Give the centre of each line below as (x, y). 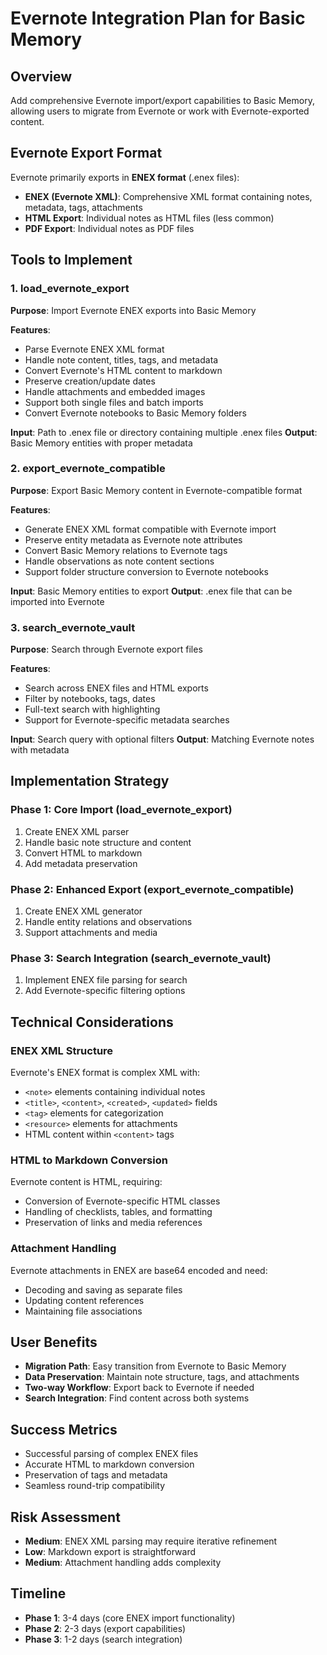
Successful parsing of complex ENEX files (111, 1454)
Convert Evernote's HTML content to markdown (123, 370)
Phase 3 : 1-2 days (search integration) (103, 1639)
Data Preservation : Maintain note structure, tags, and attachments (162, 1377)
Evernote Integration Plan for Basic (158, 18)
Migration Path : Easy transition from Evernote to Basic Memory (155, 1366)
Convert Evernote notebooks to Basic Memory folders (135, 413)
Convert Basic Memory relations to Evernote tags (126, 550)
